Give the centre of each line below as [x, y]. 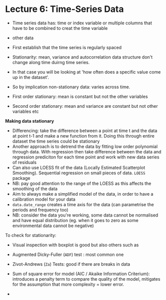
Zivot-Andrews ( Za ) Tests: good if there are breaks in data [71, 264]
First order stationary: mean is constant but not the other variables [80, 96]
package [21, 178]
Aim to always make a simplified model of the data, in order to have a [83, 194]
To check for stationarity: [31, 235]
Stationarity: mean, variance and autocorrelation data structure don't [82, 57]
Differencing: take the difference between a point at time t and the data [85, 131]
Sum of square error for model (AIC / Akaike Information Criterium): [81, 274]
